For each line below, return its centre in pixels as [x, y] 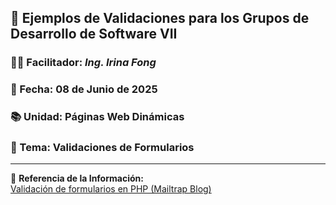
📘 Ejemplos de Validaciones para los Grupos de [160, 18]
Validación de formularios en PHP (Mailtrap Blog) [111, 189]
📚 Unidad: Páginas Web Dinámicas [97, 117]
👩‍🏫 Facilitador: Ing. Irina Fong [83, 63]
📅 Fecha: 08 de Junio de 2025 [84, 89]
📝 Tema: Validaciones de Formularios [102, 148]
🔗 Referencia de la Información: [77, 178]
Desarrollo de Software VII [94, 34]
